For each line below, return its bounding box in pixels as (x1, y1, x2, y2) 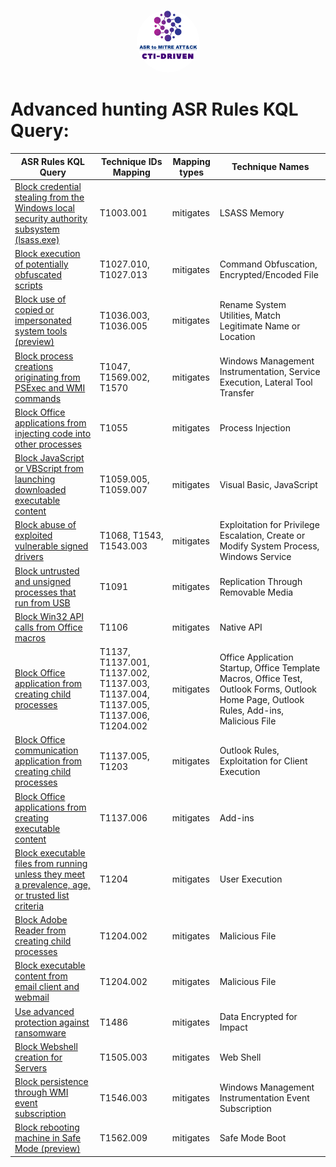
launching (14, 473, 56, 485)
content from (14, 970, 68, 982)
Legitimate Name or (219, 320, 301, 332)
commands (14, 392, 62, 404)
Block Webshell (14, 1040, 78, 1052)
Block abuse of (14, 519, 77, 531)
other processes (14, 438, 82, 450)
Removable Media (219, 586, 294, 598)
